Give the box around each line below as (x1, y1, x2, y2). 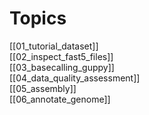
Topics (9, 7, 67, 30)
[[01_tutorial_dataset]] (9, 40, 99, 52)
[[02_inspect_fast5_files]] (9, 50, 114, 62)
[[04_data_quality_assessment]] (9, 72, 141, 84)
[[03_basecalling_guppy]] (9, 61, 115, 73)
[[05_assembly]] (9, 82, 77, 94)
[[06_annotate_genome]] (9, 93, 111, 105)
